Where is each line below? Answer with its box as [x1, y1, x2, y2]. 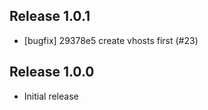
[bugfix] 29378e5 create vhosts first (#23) [23, 34, 199, 46]
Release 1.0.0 [9, 64, 95, 81]
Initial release [23, 90, 79, 102]
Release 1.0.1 [9, 8, 91, 25]
